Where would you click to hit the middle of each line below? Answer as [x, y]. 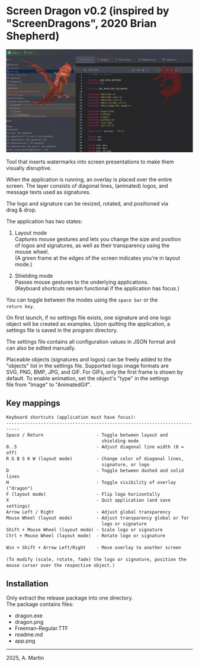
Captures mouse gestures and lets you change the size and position [98, 239]
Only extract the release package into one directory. [70, 598]
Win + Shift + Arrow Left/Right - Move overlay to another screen [94, 548]
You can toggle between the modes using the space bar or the [82, 300]
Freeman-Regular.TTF [41, 628]
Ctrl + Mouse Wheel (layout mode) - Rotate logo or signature [86, 536]
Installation [27, 584]
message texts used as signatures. [49, 192]
